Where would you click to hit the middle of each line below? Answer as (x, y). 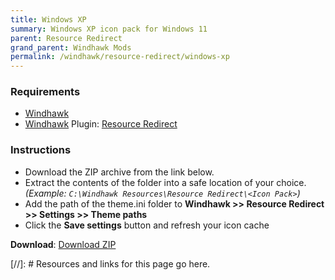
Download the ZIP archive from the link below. (119, 172)
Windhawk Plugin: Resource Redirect (101, 124)
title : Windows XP (48, 19)
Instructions (41, 150)
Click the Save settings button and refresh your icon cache (147, 225)
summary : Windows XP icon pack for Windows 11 (109, 29)
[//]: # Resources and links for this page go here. (110, 263)
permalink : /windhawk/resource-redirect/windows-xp (120, 57)
